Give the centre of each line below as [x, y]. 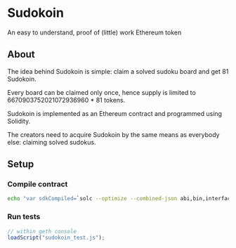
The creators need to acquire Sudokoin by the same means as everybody [113, 134]
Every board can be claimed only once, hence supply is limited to [102, 92]
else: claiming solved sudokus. [52, 142]
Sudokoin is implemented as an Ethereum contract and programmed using [115, 113]
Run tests [24, 217]
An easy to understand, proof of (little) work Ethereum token [94, 32]
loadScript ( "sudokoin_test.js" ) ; [56, 238]
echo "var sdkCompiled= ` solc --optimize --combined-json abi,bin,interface [120, 199]
